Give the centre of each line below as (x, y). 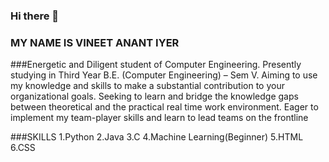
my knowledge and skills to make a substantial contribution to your (147, 86)
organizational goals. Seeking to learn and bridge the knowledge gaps (154, 96)
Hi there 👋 (35, 16)
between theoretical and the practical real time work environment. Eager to (164, 107)
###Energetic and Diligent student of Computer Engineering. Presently (156, 65)
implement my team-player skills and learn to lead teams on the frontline (159, 118)
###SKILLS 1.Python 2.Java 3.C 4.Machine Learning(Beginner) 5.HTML (157, 137)
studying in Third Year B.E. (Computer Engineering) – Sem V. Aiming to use (164, 75)
